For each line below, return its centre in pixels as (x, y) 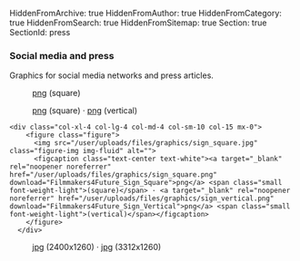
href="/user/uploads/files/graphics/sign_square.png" (114, 175)
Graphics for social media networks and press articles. (111, 75)
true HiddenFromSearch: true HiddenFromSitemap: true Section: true (138, 23)
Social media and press (62, 55)
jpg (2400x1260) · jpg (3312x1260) (97, 247)
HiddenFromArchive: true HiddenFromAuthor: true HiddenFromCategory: (145, 13)
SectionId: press (40, 32)
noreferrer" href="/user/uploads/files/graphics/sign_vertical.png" (142, 198)
